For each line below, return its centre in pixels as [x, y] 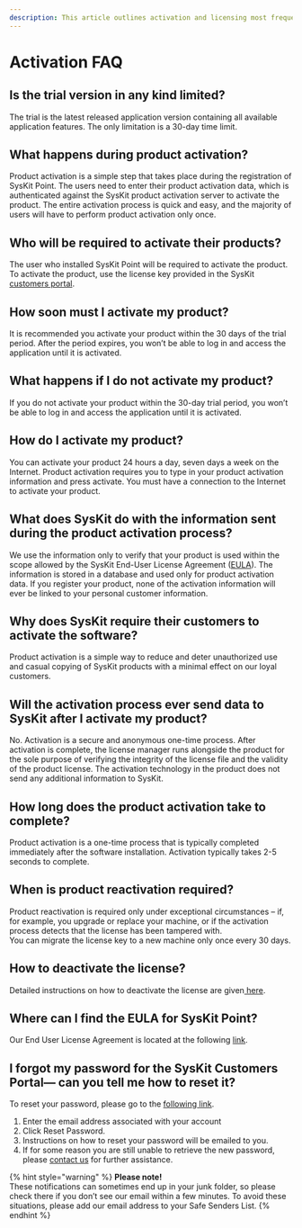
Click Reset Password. [64, 1131]
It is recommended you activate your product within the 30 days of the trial [148, 334]
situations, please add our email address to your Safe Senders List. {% [140, 1206]
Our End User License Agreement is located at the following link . [129, 1040]
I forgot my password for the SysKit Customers [144, 1068]
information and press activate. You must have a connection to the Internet [147, 481]
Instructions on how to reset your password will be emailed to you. [145, 1141]
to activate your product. [55, 490]
